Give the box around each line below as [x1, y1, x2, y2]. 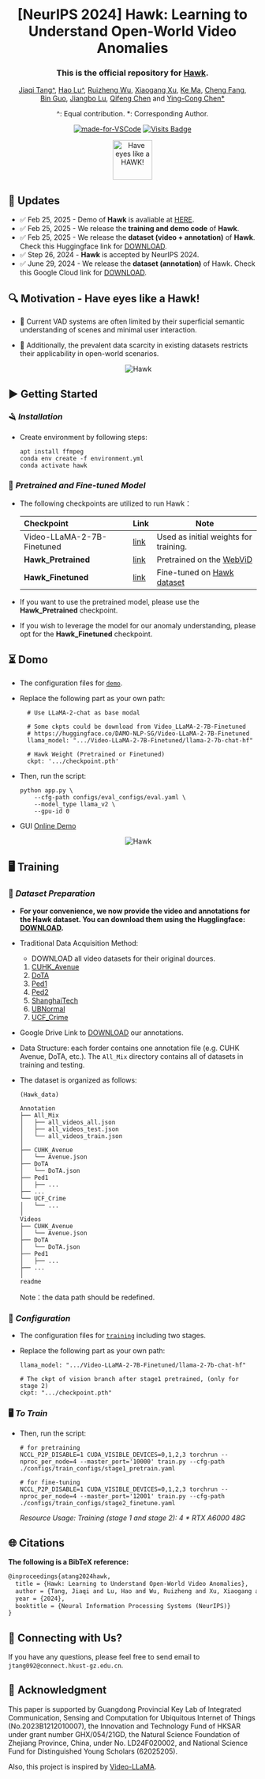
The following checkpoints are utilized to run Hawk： [19, 499, 192, 508]
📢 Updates [8, 194, 61, 207]
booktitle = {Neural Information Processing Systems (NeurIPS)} [15, 1602, 231, 1610]
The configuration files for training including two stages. [19, 1330, 207, 1340]
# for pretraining [19, 1444, 80, 1452]
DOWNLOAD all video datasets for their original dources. [31, 954, 215, 963]
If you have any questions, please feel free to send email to [8, 1652, 200, 1662]
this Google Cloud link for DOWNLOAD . [19, 267, 147, 278]
